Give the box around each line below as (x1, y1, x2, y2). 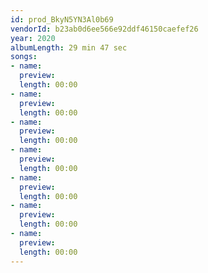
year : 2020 (10, 33, 56, 43)
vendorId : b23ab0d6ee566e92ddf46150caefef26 (10, 24, 199, 34)
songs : (10, 52, 38, 62)
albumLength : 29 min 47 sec (10, 42, 128, 53)
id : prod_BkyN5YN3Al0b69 (10, 14, 114, 25)
